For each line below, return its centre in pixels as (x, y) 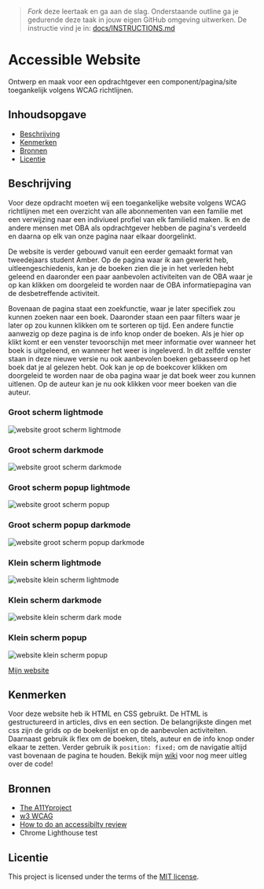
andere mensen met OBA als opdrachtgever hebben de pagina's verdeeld (127, 228)
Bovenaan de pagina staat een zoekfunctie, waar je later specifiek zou (122, 308)
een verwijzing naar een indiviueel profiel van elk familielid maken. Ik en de (129, 219)
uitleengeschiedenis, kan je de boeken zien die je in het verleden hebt (121, 268)
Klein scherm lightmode (55, 562)
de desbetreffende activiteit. (54, 293)
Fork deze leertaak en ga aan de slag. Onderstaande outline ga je (133, 11)
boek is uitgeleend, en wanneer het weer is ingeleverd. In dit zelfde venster (130, 350)
